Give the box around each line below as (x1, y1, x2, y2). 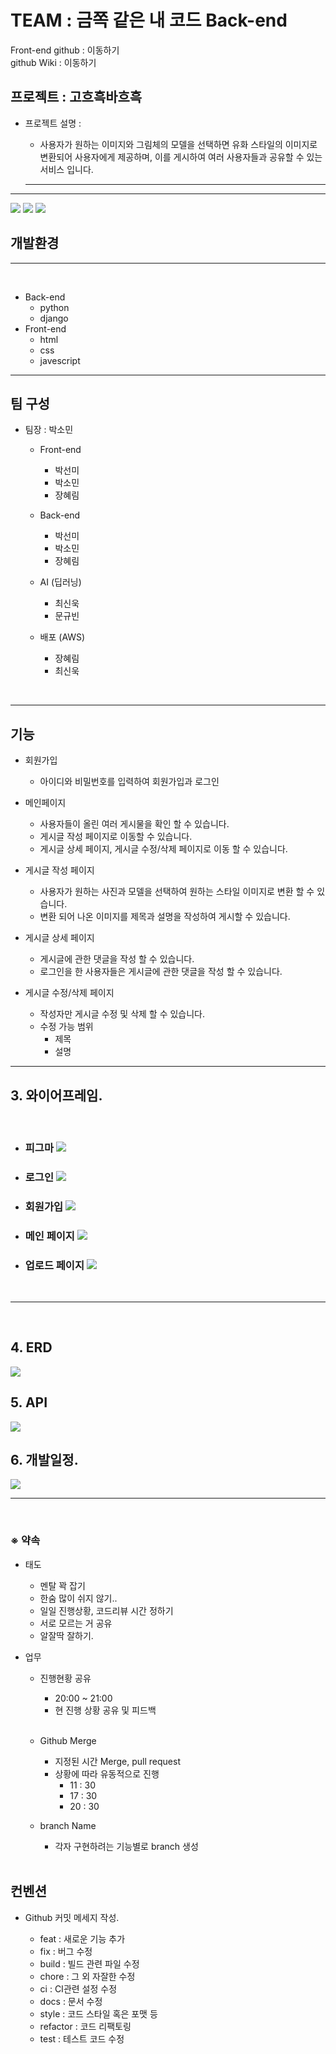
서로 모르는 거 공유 (39, 1617, 113, 1629)
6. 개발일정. (10, 1452, 79, 1468)
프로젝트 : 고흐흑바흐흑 (10, 89, 143, 106)
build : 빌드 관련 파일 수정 (39, 1957, 140, 1970)
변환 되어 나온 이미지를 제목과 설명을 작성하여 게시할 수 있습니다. (39, 911, 291, 923)
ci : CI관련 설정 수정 (39, 1982, 118, 1995)
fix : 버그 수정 (39, 1945, 93, 1957)
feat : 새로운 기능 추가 (39, 1932, 126, 1945)
